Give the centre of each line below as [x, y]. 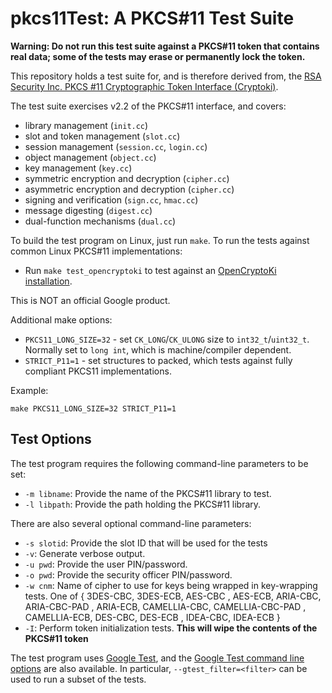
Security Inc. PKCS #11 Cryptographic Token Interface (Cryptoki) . [144, 86]
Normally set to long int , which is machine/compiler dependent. [158, 349]
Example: [29, 390]
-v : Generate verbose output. [85, 553]
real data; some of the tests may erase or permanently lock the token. [158, 56]
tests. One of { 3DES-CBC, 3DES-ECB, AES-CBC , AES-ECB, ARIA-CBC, [173, 596]
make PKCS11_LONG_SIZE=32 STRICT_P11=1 [93, 408]
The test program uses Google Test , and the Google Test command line [157, 658]
